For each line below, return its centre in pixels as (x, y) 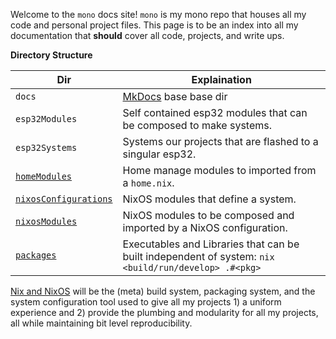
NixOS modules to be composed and (208, 215)
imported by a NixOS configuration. (205, 227)
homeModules (44, 176)
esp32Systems (46, 147)
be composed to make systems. (197, 125)
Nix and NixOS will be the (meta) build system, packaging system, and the (163, 291)
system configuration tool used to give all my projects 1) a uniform (146, 302)
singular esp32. (159, 154)
